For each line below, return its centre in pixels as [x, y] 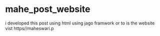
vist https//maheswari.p [29, 28]
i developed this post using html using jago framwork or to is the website [80, 23]
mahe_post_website [48, 9]
